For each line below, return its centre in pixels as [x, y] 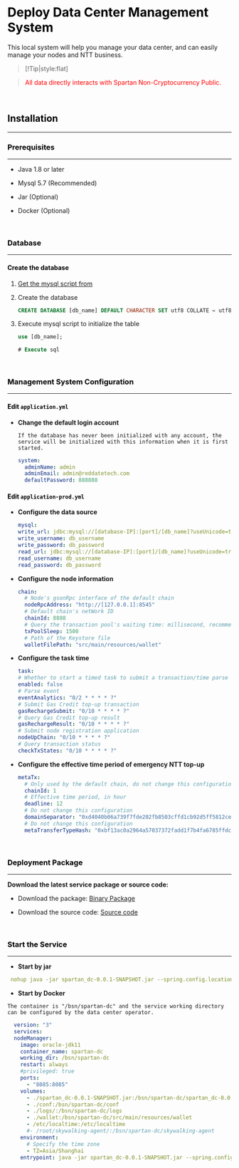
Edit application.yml [38, 407]
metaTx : [29, 777]
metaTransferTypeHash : [58, 830]
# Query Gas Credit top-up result [69, 718]
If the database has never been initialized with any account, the [119, 435]
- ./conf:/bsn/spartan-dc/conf [73, 1105]
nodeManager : [33, 1038]
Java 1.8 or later [41, 170]
